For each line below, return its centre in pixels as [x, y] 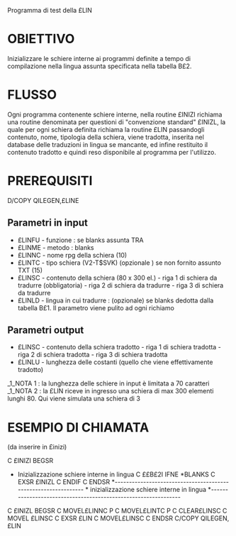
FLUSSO [32, 95]
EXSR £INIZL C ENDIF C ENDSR [64, 482]
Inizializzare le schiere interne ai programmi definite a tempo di [99, 58]
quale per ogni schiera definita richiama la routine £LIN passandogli [106, 129]
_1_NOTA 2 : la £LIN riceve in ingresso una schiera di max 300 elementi [111, 391]
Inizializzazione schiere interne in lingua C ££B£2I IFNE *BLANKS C [116, 474]
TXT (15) [30, 270]
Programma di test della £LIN [50, 10]
